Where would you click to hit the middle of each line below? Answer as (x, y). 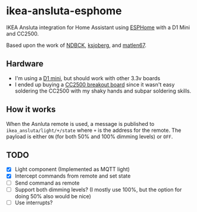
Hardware (25, 64)
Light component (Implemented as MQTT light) (72, 169)
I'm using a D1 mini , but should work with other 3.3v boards (87, 78)
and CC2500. (23, 33)
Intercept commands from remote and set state (73, 176)
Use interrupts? (34, 202)
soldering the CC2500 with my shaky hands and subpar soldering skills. (103, 91)
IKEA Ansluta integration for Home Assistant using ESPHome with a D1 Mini (98, 27)
